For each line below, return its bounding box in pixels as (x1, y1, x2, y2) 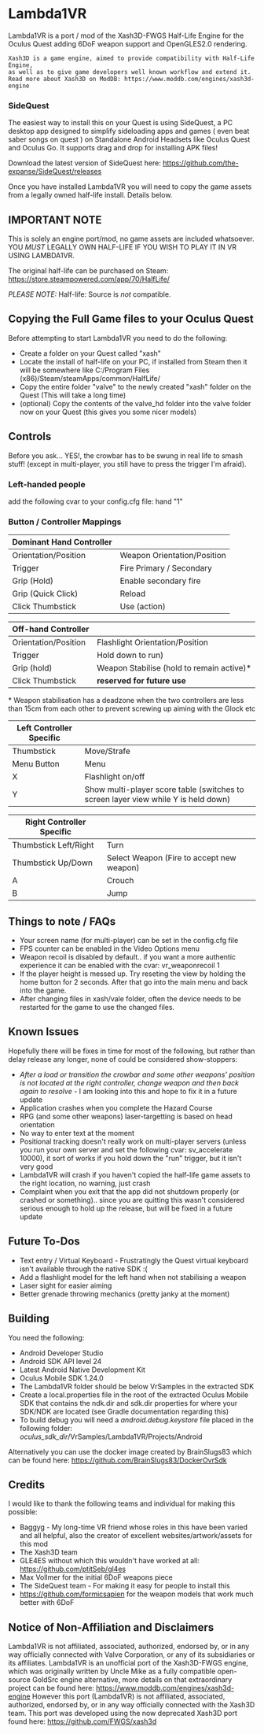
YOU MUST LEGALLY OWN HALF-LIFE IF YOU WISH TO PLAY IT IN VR (8, 242, 237, 252)
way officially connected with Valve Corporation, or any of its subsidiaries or (8, 1650, 255, 1659)
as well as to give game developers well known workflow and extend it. (8, 68, 251, 76)
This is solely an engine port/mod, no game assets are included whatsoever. (8, 234, 255, 244)
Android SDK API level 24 (19, 1356, 102, 1366)
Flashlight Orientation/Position (97, 637, 208, 648)
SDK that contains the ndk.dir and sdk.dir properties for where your (19, 1398, 238, 1407)
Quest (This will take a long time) (19, 390, 126, 400)
